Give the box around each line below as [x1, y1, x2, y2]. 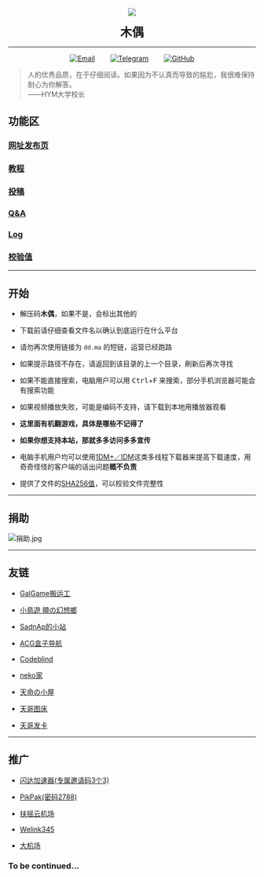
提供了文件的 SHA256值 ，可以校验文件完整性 [19, 479, 164, 488]
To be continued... [8, 861, 80, 872]
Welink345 [19, 824, 55, 834]
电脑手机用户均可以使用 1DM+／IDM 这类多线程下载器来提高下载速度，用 [19, 452, 251, 462]
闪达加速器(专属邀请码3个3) [19, 775, 110, 784]
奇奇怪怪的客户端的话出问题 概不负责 [19, 462, 137, 472]
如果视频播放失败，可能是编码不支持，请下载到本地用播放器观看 [19, 402, 226, 411]
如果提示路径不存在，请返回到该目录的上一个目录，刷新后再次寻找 [19, 359, 233, 368]
